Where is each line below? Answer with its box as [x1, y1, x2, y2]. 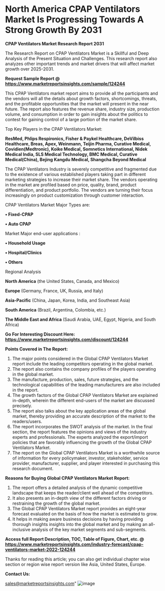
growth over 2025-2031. [5, 66, 55, 72]
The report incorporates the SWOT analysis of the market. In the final [12, 423, 153, 429]
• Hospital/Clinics [5, 249, 42, 255]
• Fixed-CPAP [5, 211, 33, 217]
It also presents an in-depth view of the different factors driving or [12, 495, 147, 501]
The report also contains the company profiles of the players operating [12, 366, 156, 372]
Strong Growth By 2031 [5, 25, 102, 35]
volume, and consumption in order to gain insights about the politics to [5, 111, 148, 117]
